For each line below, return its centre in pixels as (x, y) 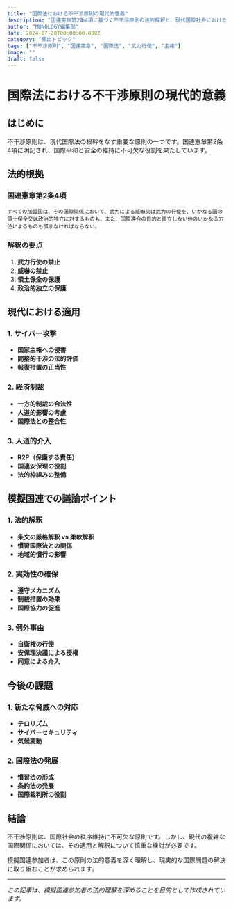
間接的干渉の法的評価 (48, 358)
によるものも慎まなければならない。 (56, 227)
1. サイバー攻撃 (32, 333)
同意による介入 (38, 661)
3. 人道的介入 (29, 441)
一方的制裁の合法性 (45, 404)
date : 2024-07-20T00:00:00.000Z (54, 33)
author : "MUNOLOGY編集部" (43, 26)
